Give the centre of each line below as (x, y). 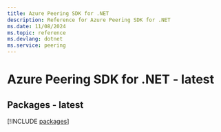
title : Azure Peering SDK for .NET (58, 13)
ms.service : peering (37, 45)
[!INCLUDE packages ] (38, 121)
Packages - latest (45, 105)
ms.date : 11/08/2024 (37, 26)
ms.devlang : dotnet (35, 39)
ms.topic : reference (37, 33)
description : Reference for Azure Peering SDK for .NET (89, 20)
